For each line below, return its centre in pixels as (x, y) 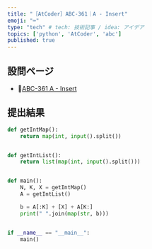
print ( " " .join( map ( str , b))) (65, 213)
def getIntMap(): (33, 129)
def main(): (25, 181)
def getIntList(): (34, 155)
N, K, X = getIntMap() (53, 188)
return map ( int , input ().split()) (71, 136)
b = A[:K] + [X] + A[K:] (57, 207)
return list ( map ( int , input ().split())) (80, 162)
